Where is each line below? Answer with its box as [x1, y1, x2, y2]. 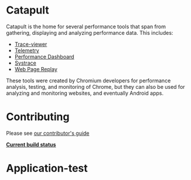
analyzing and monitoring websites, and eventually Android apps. [6, 89, 164, 96]
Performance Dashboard [14, 53, 74, 60]
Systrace [14, 59, 36, 66]
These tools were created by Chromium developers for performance [6, 77, 171, 84]
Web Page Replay [14, 65, 57, 72]
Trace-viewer [14, 41, 47, 48]
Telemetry [14, 46, 39, 54]
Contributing [6, 110, 70, 124]
